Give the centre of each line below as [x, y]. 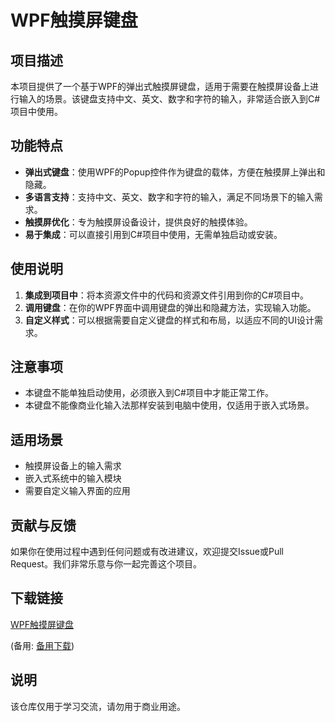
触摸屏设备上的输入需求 [73, 466]
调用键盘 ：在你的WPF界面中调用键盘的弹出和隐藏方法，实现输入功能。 [170, 307]
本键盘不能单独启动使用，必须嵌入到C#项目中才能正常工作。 [149, 393]
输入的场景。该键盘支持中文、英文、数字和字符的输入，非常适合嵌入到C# [169, 99]
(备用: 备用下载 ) [42, 645]
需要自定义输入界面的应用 [77, 491]
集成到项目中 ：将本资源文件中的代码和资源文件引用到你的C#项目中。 [166, 295]
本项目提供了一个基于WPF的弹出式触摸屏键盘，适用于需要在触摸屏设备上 [160, 86]
